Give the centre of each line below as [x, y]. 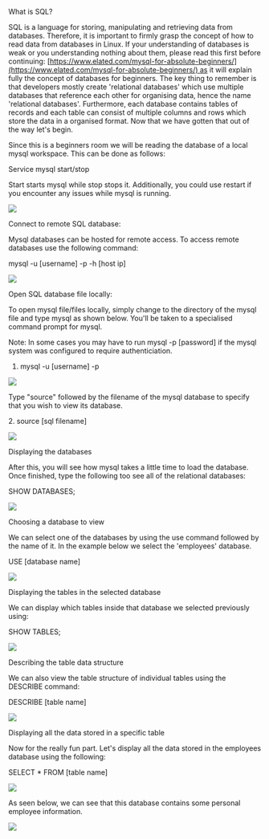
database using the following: [57, 757]
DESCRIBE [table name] [47, 702]
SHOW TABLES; [35, 632]
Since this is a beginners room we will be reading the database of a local [128, 145]
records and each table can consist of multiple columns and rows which [127, 112]
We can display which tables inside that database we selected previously [129, 608]
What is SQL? [31, 12]
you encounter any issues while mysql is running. [90, 193]
